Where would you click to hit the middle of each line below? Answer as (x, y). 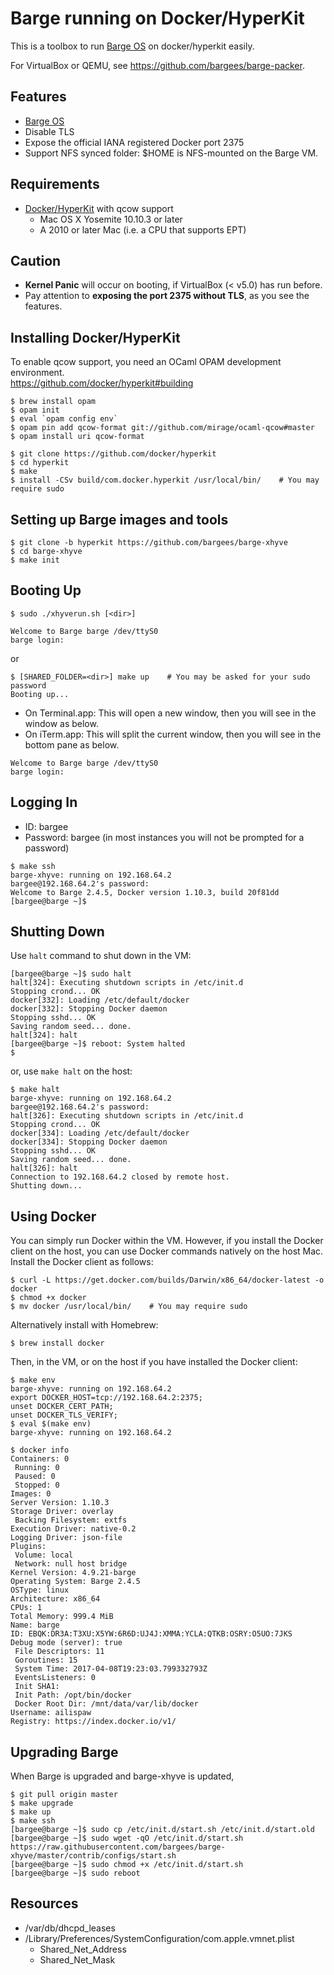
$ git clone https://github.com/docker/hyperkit (113, 454)
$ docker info (40, 1450)
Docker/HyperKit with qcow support (99, 208)
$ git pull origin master (64, 1795)
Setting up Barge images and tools (119, 519)
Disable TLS (49, 131)
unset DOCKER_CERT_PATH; (62, 1407)
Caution (36, 260)
